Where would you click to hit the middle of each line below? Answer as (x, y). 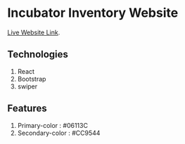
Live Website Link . (34, 32)
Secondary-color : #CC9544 (59, 133)
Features (27, 109)
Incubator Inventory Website (93, 13)
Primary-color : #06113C (52, 125)
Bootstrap (32, 79)
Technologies (38, 54)
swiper (27, 86)
